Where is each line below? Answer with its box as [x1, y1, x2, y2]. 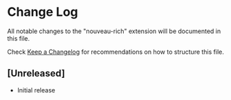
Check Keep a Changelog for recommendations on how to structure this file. [7, 48, 225, 56]
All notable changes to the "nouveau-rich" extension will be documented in [7, 27, 221, 35]
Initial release [17, 86, 55, 94]
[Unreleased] [7, 68, 66, 79]
